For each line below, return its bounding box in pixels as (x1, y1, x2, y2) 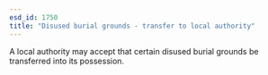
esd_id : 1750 (9, 12, 58, 22)
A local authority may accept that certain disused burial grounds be (9, 46, 259, 56)
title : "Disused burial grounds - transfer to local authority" (9, 21, 255, 30)
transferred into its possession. (9, 55, 124, 66)
